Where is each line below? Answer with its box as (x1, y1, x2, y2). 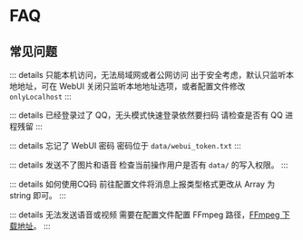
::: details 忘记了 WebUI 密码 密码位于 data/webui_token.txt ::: (9, 140, 242, 150)
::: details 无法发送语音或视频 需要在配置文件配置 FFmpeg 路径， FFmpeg (9, 209, 280, 220)
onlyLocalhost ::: (9, 91, 73, 101)
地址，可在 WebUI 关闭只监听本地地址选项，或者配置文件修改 (16, 81, 246, 91)
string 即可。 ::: (9, 190, 66, 200)
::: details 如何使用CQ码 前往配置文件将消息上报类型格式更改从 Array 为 (9, 178, 276, 189)
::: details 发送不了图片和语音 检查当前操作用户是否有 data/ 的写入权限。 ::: (9, 159, 288, 170)
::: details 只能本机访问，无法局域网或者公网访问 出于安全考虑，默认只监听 (9, 70, 287, 80)
